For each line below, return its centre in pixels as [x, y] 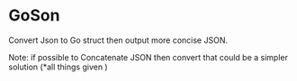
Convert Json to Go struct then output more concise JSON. [118, 40]
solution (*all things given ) [58, 67]
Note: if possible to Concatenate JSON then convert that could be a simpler [148, 57]
